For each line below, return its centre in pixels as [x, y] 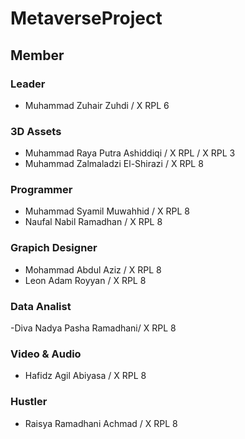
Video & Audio [46, 354]
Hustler [29, 402]
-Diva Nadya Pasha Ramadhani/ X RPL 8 [93, 328]
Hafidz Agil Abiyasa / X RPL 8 [85, 376]
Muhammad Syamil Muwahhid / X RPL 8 [107, 211]
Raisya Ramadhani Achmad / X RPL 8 [101, 423]
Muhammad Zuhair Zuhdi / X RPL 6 [97, 105]
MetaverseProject [86, 18]
